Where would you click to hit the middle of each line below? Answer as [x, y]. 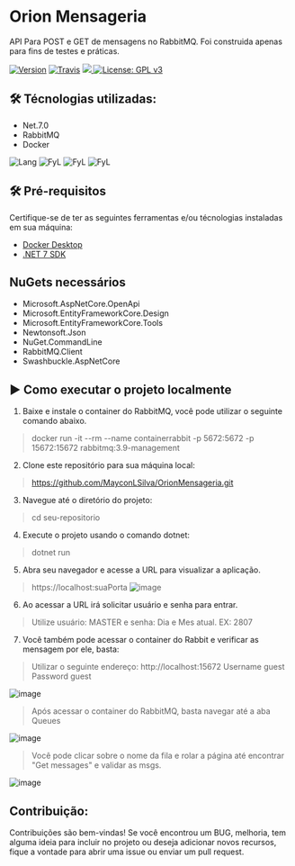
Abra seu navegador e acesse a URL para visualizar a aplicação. [141, 570]
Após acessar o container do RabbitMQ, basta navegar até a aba [151, 711]
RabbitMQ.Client [52, 352]
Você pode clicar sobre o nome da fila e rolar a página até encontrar [158, 756]
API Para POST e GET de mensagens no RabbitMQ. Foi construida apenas [146, 41]
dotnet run [51, 553]
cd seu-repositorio [66, 518]
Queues [46, 721]
